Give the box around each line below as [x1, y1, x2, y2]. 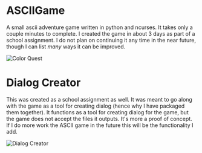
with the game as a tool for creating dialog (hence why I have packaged [6, 102, 185, 109]
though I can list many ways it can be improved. [6, 43, 126, 50]
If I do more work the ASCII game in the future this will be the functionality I [6, 122, 194, 129]
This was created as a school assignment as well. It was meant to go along [6, 96, 192, 103]
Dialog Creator [6, 76, 81, 90]
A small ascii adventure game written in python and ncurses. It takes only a [6, 24, 194, 31]
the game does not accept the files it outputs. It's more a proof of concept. [6, 115, 192, 122]
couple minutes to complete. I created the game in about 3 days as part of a [6, 30, 195, 37]
